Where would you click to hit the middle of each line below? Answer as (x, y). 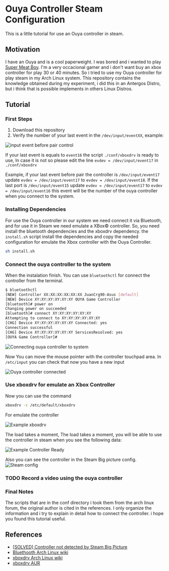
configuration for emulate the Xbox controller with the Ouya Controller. (78, 242)
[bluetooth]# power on (29, 304)
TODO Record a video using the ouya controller (64, 478)
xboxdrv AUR (26, 563)
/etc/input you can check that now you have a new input (65, 362)
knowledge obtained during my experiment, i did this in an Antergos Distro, (83, 83)
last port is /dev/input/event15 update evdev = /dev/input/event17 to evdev (84, 185)
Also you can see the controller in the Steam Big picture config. (71, 460)
